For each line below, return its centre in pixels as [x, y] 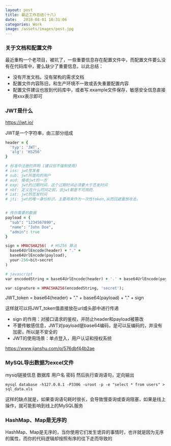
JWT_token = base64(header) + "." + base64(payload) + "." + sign [75, 298]
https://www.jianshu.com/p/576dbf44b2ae [50, 348]
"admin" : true [25, 232]
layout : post [19, 10]
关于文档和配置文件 [29, 48]
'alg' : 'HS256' [26, 152]
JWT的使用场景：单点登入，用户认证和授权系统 [62, 338]
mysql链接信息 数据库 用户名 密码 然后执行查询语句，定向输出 [70, 375]
